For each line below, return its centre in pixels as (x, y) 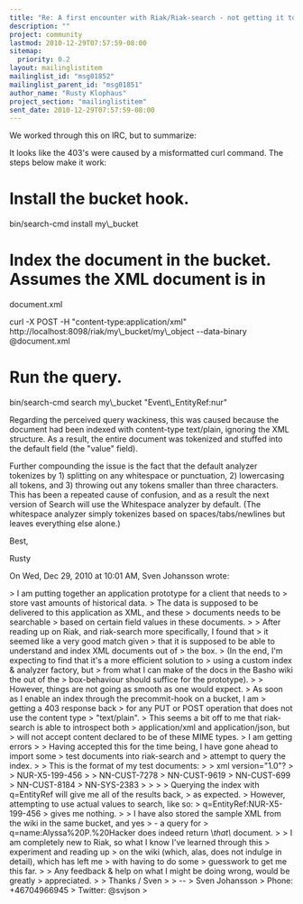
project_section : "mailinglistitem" (78, 101)
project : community (46, 34)
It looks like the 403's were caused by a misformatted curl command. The (147, 153)
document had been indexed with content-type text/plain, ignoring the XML (150, 430)
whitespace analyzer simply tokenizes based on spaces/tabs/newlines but (147, 514)
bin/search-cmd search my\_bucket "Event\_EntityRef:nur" (119, 403)
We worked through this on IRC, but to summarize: (103, 135)
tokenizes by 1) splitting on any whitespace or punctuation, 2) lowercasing (147, 476)
